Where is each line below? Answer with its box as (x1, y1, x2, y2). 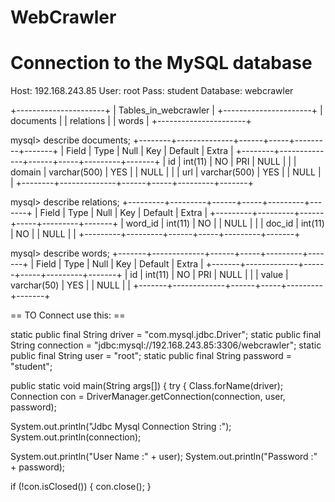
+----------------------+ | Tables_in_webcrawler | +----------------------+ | (10, 104, 323, 116)
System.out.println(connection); (10, 431, 142, 443)
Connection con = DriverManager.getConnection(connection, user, (10, 391, 286, 403)
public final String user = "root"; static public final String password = (10, 350, 293, 362)
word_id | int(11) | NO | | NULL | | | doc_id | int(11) (125, 217, 325, 230)
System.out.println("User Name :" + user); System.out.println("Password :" (10, 451, 318, 463)
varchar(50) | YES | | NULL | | (10, 279, 131, 291)
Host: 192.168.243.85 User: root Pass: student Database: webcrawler (10, 85, 294, 97)
